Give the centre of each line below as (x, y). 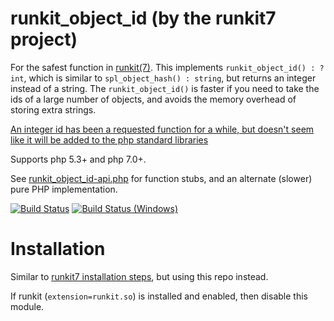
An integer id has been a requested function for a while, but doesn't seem (162, 129)
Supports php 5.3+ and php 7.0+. (78, 159)
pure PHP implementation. (64, 189)
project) (44, 39)
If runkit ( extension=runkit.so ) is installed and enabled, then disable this (159, 296)
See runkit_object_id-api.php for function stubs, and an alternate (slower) (161, 178)
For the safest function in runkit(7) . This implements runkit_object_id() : (163, 67)
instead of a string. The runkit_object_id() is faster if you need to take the (165, 88)
